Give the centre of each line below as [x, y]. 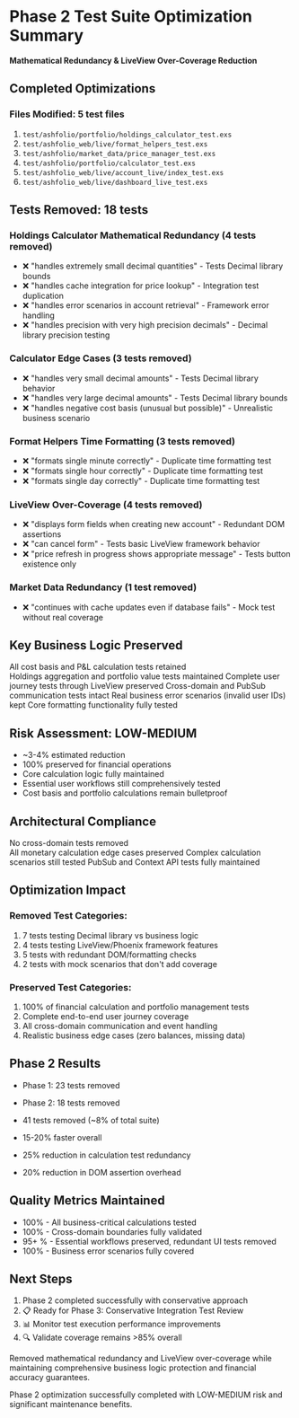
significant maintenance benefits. [71, 1405]
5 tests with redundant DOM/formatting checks [110, 955]
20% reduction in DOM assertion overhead [101, 1172]
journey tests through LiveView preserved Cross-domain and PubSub [138, 686]
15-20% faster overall [62, 1137]
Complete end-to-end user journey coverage [106, 1016]
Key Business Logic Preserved [96, 645]
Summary [46, 35]
